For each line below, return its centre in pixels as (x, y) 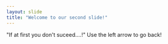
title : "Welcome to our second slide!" (57, 17)
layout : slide (24, 12)
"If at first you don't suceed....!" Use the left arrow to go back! (84, 34)
